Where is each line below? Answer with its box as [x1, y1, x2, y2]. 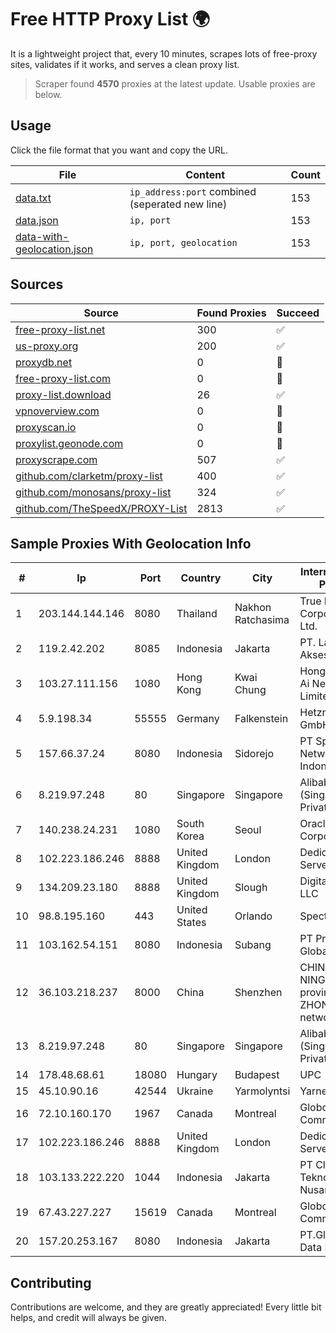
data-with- [15, 229, 70, 243]
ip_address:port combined [129, 184, 257, 198]
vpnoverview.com [15, 404, 100, 418]
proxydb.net [15, 355, 73, 369]
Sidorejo [234, 747, 274, 761]
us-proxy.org [15, 339, 79, 353]
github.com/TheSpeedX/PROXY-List [15, 501, 188, 515]
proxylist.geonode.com [15, 436, 124, 450]
